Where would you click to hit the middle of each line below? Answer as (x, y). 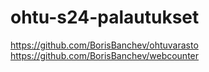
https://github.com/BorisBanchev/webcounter (105, 55)
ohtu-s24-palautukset (105, 17)
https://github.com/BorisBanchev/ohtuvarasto (104, 45)
